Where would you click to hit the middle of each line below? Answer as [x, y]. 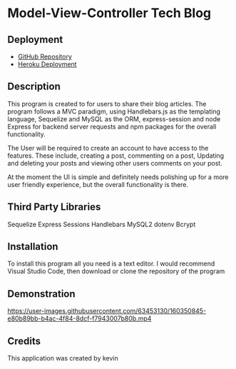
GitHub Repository [45, 56]
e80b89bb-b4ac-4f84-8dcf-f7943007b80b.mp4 [79, 318]
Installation [33, 247]
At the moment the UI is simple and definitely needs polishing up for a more [118, 177]
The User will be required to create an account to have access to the [108, 148]
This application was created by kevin [63, 358]
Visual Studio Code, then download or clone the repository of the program [116, 271]
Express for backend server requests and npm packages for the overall [112, 126]
